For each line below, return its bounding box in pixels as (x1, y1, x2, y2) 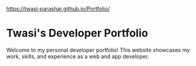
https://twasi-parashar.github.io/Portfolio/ (6, 5, 110, 12)
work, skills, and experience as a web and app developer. (6, 53, 149, 60)
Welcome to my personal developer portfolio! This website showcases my (6, 46, 191, 53)
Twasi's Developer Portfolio (6, 27, 148, 40)
